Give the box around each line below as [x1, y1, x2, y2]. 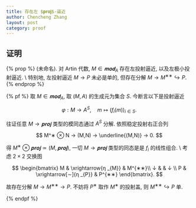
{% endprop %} [6, 80, 44, 87]
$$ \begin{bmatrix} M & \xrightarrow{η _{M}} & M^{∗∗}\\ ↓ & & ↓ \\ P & [11, 164, 187, 171]
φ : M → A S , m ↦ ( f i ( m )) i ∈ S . [61, 105, 137, 115]
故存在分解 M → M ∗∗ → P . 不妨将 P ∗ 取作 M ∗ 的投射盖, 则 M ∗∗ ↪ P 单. [6, 182, 183, 190]
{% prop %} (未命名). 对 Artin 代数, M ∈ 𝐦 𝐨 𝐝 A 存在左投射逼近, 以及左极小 [6, 65, 185, 74]
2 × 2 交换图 [12, 153, 43, 160]
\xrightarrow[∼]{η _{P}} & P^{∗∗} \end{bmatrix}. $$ [35, 170, 163, 177]
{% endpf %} [6, 195, 38, 202]
